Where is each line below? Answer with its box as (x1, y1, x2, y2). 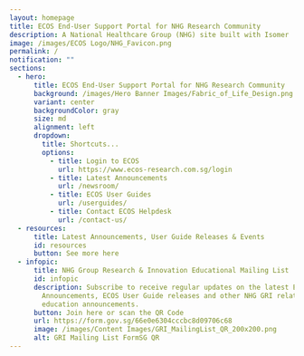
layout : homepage (9, 13, 75, 23)
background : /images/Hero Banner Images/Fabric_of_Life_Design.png (33, 89, 294, 98)
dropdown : (33, 131, 71, 140)
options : (42, 148, 75, 157)
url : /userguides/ (57, 198, 128, 208)
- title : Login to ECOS (49, 156, 140, 166)
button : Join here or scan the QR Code (33, 308, 184, 317)
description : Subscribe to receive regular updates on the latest (33, 283, 290, 292)
